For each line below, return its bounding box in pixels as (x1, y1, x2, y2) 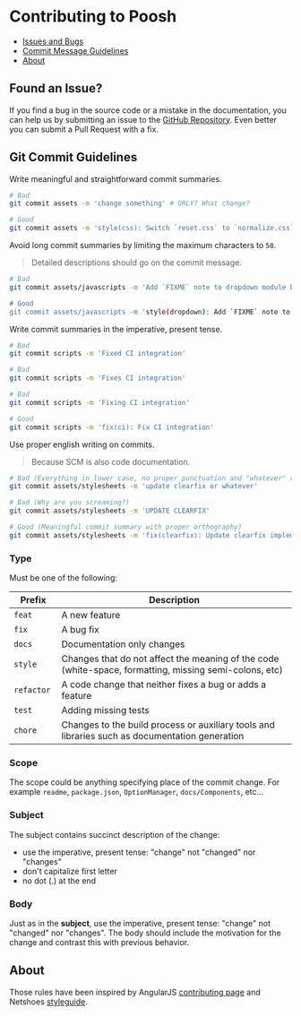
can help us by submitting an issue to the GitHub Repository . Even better (9, 114, 278, 125)
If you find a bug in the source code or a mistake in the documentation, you (9, 105, 287, 116)
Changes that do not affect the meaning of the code (61, 652, 279, 665)
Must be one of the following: (9, 573, 118, 583)
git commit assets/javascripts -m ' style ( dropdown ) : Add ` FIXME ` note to (9, 307, 291, 316)
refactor (13, 685, 51, 695)
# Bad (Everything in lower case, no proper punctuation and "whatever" (9, 473, 287, 483)
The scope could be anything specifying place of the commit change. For (9, 777, 280, 788)
